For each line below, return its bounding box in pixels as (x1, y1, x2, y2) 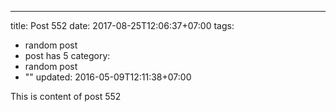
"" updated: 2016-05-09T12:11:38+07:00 (24, 71, 192, 83)
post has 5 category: (24, 50, 111, 61)
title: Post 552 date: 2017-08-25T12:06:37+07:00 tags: (10, 20, 235, 31)
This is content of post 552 (10, 91, 122, 102)
